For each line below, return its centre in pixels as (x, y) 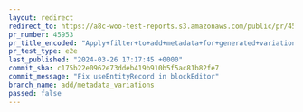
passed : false (35, 93)
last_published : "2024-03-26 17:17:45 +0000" (95, 60)
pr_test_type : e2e (43, 51)
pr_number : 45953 (41, 34)
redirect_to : (33, 26)
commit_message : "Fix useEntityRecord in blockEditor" (114, 77)
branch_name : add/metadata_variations (81, 85)
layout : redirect (41, 18)
